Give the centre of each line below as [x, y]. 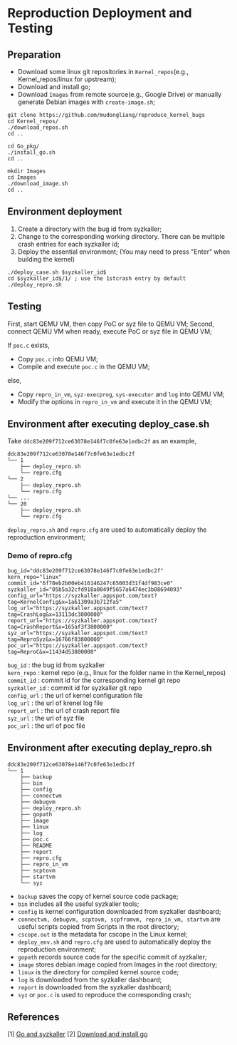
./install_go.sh [31, 153]
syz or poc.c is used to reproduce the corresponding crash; [104, 994]
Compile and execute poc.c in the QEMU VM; [84, 366]
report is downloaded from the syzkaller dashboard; [95, 987]
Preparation [34, 55]
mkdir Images [27, 171]
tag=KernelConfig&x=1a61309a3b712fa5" [65, 602]
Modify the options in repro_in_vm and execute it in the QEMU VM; [115, 401]
